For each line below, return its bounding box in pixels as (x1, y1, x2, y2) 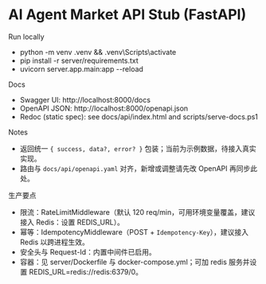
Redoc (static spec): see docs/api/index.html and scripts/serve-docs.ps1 (19, 111, 259, 121)
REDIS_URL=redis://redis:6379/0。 (29, 266, 143, 276)
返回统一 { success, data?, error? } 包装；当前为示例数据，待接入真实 (19, 143, 256, 153)
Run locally (8, 32, 45, 41)
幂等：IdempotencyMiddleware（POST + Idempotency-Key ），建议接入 (19, 227, 249, 236)
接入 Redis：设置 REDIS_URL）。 (19, 217, 125, 227)
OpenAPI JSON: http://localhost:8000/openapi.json (19, 103, 189, 113)
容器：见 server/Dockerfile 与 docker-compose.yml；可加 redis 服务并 (19, 257, 250, 266)
